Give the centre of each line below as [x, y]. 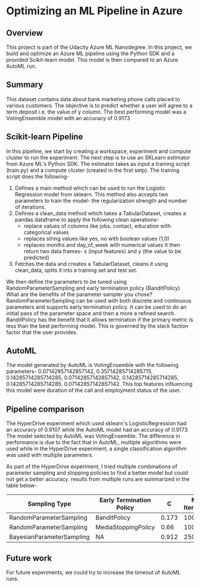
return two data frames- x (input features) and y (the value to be [102, 251]
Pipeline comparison [45, 409]
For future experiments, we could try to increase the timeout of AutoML [93, 573]
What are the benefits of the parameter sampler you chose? [79, 294]
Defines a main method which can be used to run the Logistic [90, 188]
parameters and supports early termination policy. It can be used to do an [96, 307]
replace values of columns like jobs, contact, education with [97, 226]
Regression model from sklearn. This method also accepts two [91, 194]
